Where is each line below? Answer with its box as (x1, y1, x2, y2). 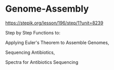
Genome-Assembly (5, 3, 89, 15)
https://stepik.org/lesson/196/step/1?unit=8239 (5, 20, 104, 26)
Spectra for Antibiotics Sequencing (5, 59, 79, 65)
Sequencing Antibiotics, (5, 49, 55, 55)
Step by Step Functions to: (5, 29, 61, 36)
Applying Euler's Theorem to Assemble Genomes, (5, 39, 109, 46)
